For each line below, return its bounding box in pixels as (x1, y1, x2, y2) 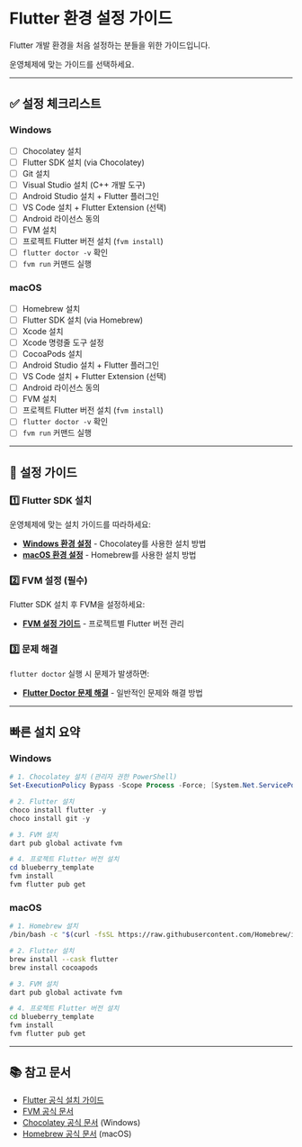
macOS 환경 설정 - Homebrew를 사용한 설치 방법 (22, 550, 197, 560)
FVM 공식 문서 (22, 1106, 74, 1116)
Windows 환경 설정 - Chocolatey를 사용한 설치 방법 (22, 538, 207, 550)
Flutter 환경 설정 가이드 (9, 8, 173, 29)
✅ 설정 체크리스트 (9, 96, 102, 112)
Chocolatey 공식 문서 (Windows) (22, 1116, 141, 1127)
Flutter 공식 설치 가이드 (22, 1094, 105, 1105)
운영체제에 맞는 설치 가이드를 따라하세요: (9, 519, 151, 530)
